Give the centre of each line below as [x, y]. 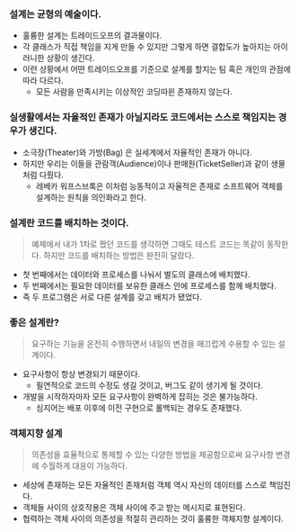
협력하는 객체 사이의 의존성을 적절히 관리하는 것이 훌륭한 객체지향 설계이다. [153, 518]
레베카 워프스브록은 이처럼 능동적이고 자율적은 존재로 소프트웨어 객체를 [159, 185]
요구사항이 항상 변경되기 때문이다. [81, 374]
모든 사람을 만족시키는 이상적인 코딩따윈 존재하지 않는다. [134, 92]
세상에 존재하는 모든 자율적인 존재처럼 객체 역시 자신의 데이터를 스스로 [145, 485]
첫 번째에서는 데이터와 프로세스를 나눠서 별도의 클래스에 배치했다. [136, 274]
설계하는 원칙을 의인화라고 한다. [91, 197]
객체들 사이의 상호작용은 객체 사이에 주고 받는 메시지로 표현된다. [133, 508]
